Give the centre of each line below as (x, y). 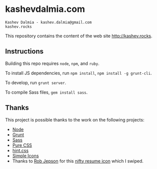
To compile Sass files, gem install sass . (47, 92)
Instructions (24, 51)
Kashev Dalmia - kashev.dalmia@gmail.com (49, 22)
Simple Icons (26, 156)
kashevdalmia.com (45, 9)
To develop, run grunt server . (36, 82)
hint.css (20, 150)
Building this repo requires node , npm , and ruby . (52, 63)
